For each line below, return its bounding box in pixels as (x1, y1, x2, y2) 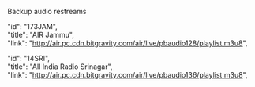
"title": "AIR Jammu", (7, 31, 74, 39)
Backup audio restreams (7, 7, 87, 16)
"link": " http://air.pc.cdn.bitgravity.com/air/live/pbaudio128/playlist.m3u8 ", (7, 38, 248, 48)
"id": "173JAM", (7, 22, 58, 31)
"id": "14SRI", (7, 54, 51, 63)
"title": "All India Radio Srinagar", (7, 62, 113, 71)
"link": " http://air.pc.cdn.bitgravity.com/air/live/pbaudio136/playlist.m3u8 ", (7, 71, 248, 79)
